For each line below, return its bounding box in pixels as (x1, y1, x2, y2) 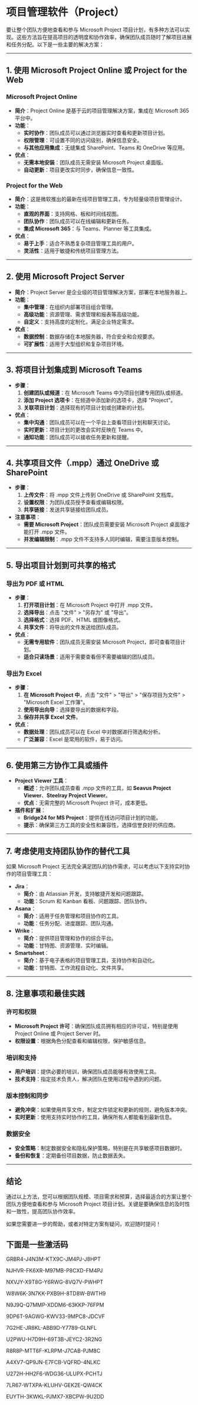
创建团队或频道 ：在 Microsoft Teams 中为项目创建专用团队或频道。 (23, 389, 186, 396)
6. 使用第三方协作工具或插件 (6, 760, 108, 770)
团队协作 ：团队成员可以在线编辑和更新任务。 (23, 217, 133, 225)
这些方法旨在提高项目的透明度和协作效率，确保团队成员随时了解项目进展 (16, 33, 192, 40)
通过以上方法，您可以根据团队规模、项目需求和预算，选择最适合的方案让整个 (6, 1193, 192, 1200)
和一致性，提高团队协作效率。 (6, 1208, 78, 1215)
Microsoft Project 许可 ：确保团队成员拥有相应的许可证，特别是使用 (14, 1022, 179, 1029)
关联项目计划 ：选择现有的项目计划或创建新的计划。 (23, 403, 148, 411)
